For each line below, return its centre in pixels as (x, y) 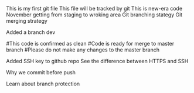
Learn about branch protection (43, 84)
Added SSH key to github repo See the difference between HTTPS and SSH (97, 61)
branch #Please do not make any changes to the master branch (83, 50)
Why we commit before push (41, 72)
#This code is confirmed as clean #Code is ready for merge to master (90, 44)
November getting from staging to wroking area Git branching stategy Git (94, 15)
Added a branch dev (31, 32)
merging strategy (27, 21)
